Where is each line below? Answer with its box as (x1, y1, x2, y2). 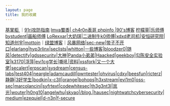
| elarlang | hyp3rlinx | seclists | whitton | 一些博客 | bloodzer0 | (10, 46, 127, 52)
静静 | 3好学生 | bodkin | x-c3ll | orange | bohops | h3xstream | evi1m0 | (5, 77, 136, 83)
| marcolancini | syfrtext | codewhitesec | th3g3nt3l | (12, 83, 113, 89)
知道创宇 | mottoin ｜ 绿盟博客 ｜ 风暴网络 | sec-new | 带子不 (5, 39, 120, 46)
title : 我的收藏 (5, 12, 37, 17)
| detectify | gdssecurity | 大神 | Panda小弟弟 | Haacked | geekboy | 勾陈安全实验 (10, 52, 163, 58)
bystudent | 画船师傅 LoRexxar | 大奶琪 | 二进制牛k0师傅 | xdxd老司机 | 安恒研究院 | (5, 33, 165, 39)
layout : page (5, 7, 33, 13)
